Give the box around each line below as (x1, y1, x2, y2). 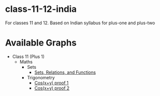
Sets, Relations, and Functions (34, 69, 96, 75)
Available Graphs (5, 37, 77, 48)
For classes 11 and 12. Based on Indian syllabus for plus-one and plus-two (5, 20, 156, 26)
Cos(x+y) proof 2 (34, 85, 70, 91)
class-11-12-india (5, 3, 77, 15)
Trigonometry (27, 74, 55, 80)
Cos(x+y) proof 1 (34, 80, 69, 86)
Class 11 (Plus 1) (12, 53, 45, 59)
